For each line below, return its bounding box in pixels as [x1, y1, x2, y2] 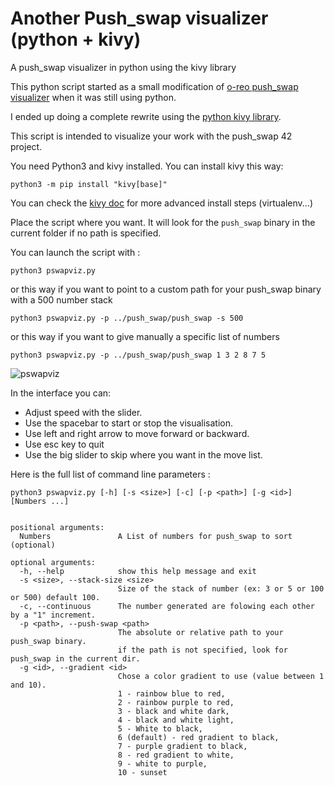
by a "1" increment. [10, 610, 97, 620]
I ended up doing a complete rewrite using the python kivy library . [10, 110, 282, 122]
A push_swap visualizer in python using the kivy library [10, 61, 237, 73]
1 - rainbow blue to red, [117, 688, 226, 699]
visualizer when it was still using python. [10, 91, 177, 103]
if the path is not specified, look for [117, 645, 288, 655]
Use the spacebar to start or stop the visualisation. [24, 417, 234, 429]
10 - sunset [117, 767, 168, 777]
